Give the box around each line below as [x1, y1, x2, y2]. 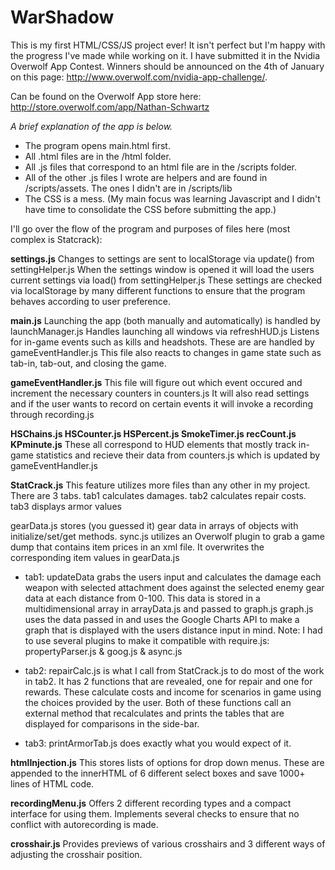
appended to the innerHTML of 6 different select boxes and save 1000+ [10, 767, 306, 779]
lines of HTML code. [10, 777, 95, 790]
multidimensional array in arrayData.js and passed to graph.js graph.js [24, 602, 314, 615]
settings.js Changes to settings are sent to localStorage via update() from [10, 252, 315, 265]
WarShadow [10, 6, 115, 29]
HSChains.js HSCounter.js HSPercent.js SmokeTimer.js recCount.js [10, 427, 297, 440]
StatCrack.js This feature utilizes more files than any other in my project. [10, 479, 311, 491]
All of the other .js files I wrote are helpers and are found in [24, 171, 268, 183]
